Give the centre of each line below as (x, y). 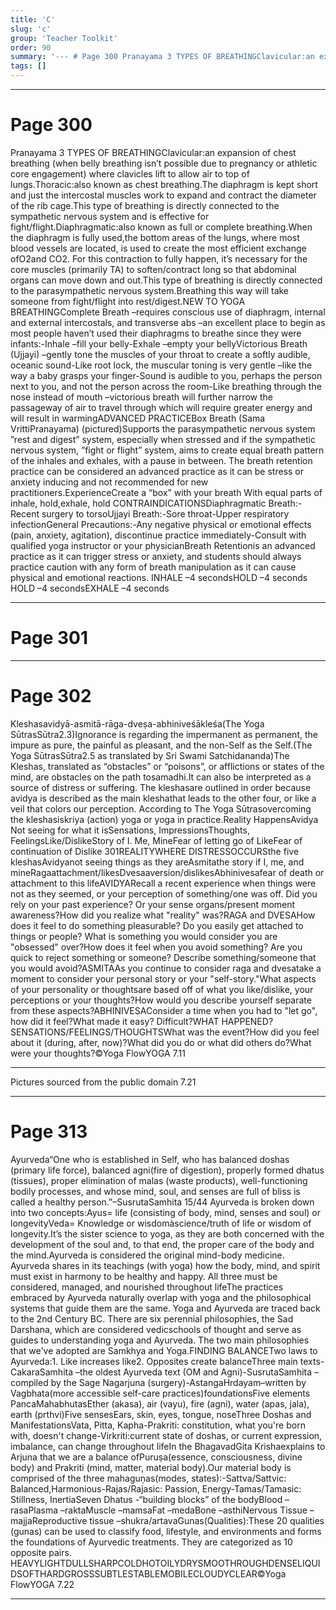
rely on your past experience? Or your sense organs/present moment (153, 904)
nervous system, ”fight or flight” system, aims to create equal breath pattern (167, 450)
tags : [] (28, 66)
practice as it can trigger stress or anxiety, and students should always (156, 556)
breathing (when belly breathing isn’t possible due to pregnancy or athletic (164, 163)
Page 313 (49, 1132)
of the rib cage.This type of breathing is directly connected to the (145, 205)
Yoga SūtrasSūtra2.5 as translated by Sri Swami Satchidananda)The (150, 755)
